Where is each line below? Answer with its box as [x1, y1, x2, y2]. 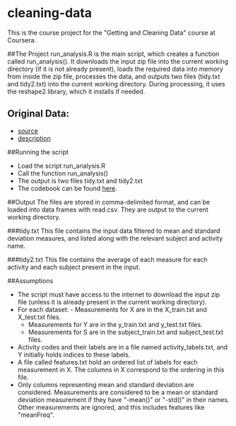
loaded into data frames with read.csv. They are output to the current [7, 205, 208, 214]
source [17, 126, 39, 135]
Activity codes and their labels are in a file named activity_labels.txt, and [17, 342, 228, 351]
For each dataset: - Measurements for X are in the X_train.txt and [17, 305, 207, 313]
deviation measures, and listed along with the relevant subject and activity [7, 234, 223, 242]
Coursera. [7, 35, 37, 44]
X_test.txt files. [17, 313, 61, 321]
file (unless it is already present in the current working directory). [17, 297, 207, 306]
